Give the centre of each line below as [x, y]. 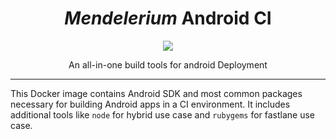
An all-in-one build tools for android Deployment [168, 64]
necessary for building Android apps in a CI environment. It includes [150, 104]
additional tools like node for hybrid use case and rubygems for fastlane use [163, 114]
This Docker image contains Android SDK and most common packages [156, 93]
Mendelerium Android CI [168, 18]
